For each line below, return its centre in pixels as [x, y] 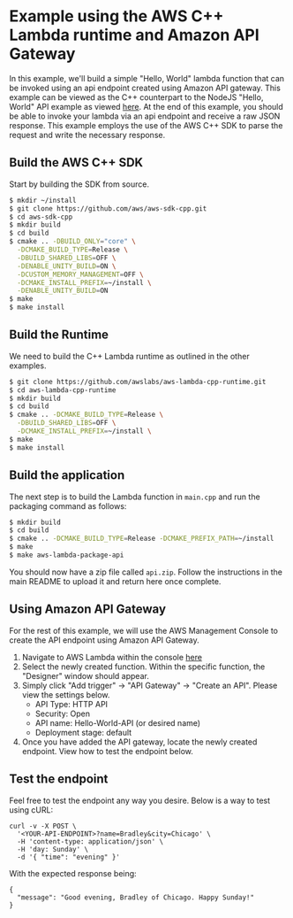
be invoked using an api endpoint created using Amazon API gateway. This [145, 88]
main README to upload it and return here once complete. [115, 581]
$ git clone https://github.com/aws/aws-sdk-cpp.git [108, 208]
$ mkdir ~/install [43, 200]
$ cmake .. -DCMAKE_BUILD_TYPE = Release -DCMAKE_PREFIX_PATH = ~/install [142, 539]
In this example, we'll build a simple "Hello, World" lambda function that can [147, 78]
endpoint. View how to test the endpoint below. [108, 751]
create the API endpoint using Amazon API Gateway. [105, 640]
